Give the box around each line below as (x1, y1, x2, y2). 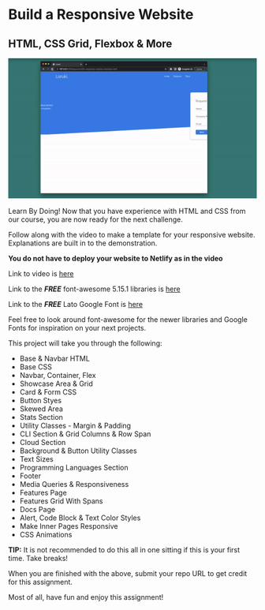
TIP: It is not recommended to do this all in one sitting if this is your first (8, 545, 241, 554)
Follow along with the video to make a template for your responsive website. (8, 230, 256, 239)
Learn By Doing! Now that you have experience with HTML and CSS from (8, 206, 246, 215)
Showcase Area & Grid (19, 379, 93, 388)
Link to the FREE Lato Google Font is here (8, 299, 144, 309)
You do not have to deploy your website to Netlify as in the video (8, 253, 223, 263)
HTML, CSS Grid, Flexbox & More (8, 37, 173, 51)
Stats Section (19, 412, 63, 421)
